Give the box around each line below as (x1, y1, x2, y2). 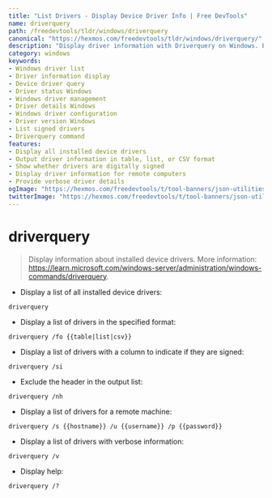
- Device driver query (8, 79, 85, 87)
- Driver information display (8, 72, 111, 80)
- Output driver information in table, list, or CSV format (8, 155, 216, 163)
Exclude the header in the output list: (19, 377, 143, 386)
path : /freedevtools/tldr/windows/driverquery (8, 27, 168, 35)
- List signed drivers (8, 125, 85, 133)
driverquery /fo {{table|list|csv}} (8, 333, 132, 341)
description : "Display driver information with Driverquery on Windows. (8, 42, 259, 50)
